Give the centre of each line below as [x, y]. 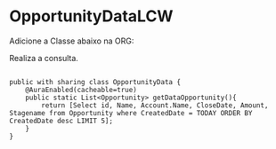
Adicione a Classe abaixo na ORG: [72, 41]
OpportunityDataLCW [91, 16]
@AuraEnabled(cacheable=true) [81, 90]
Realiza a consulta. [44, 58]
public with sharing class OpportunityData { [95, 82]
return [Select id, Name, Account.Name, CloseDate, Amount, [155, 105]
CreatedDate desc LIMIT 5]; [61, 121]
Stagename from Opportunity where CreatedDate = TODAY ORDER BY [131, 113]
